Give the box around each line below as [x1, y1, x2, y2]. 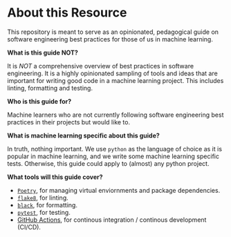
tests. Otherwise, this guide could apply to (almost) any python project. [7, 159, 210, 167]
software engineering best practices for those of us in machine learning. [7, 35, 213, 43]
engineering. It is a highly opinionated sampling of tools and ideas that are [7, 69, 218, 77]
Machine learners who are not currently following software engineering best [7, 111, 224, 119]
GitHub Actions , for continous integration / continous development [17, 216, 207, 224]
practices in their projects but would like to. [7, 117, 130, 126]
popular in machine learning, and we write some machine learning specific [7, 152, 220, 160]
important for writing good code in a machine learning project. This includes [7, 76, 224, 84]
